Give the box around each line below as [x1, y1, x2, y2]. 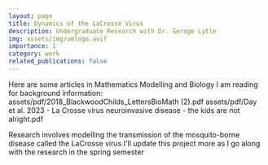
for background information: [8, 88, 103, 98]
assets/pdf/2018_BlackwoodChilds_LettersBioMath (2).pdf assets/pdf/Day [8, 97, 257, 106]
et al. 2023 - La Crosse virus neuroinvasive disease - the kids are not [8, 105, 240, 115]
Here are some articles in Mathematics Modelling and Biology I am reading [8, 79, 258, 89]
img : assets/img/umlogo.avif [8, 34, 108, 43]
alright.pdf [8, 114, 43, 124]
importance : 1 [8, 42, 57, 50]
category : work [8, 50, 60, 58]
